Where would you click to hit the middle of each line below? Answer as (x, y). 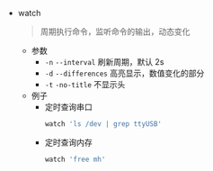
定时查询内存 (68, 142)
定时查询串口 (68, 107)
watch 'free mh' (75, 159)
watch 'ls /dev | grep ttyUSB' (103, 124)
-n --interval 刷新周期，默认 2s (104, 62)
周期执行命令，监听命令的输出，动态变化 (115, 31)
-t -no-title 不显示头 (85, 84)
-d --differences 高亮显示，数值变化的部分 (124, 73)
